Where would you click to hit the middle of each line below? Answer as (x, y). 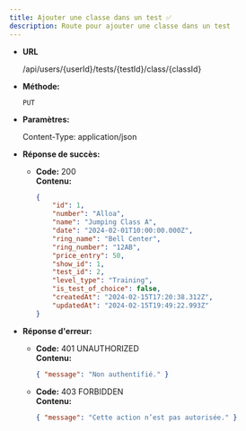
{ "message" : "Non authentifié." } (102, 374)
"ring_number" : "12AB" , (97, 247)
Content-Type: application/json (79, 136)
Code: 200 (56, 171)
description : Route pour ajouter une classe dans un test (120, 26)
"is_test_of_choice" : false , (107, 289)
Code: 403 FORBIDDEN (79, 392)
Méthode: (41, 86)
